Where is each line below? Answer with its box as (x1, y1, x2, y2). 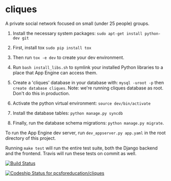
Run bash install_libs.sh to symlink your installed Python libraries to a (12, 64, 163, 70)
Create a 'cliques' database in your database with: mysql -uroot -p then (12, 79, 164, 85)
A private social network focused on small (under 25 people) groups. (5, 20, 150, 26)
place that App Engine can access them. (12, 70, 98, 76)
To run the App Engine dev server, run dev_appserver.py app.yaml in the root (5, 130, 166, 136)
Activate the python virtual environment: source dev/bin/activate (12, 100, 151, 106)
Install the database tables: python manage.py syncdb (12, 110, 123, 116)
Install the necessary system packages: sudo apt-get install (12, 30, 142, 36)
